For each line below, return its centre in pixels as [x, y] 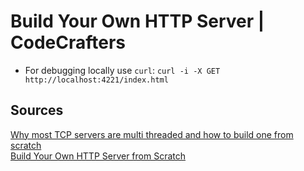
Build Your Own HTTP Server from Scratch [98, 156]
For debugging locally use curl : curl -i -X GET [122, 70]
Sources [37, 110]
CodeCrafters [68, 42]
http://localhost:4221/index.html [96, 80]
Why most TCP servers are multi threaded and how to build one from [152, 134]
